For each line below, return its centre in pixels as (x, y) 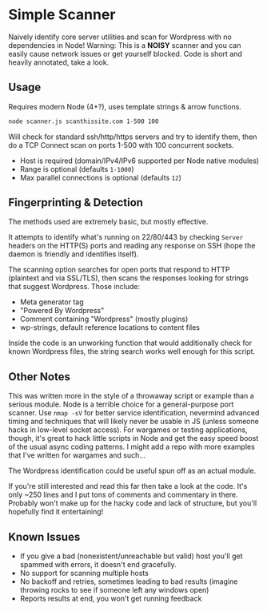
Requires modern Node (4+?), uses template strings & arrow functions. (125, 106)
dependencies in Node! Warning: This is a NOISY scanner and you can (125, 45)
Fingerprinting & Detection (76, 202)
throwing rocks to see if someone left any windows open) (114, 590)
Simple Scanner (62, 15)
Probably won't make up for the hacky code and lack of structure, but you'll (133, 503)
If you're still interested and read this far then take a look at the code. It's (128, 486)
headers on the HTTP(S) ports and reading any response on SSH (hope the (132, 246)
